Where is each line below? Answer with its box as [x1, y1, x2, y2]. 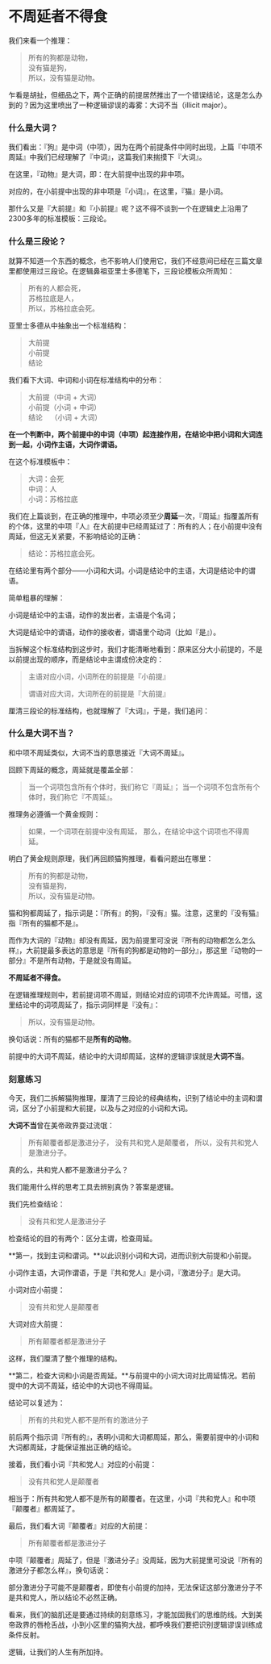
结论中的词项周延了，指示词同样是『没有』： [15, 1000, 161, 1010]
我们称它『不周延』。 [49, 792, 117, 801]
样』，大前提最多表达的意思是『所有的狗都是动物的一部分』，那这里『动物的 [8, 945, 256, 955]
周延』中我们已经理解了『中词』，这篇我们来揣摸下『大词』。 [8, 153, 206, 162]
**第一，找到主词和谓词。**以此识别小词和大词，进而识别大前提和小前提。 [8, 1251, 256, 1261]
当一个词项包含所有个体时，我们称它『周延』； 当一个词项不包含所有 [27, 782, 253, 792]
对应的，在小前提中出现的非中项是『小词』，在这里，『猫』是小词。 [8, 186, 227, 196]
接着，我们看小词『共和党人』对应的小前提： [8, 1460, 157, 1470]
